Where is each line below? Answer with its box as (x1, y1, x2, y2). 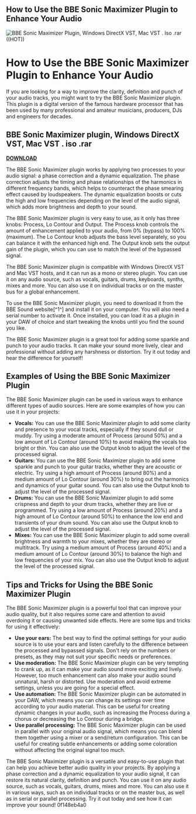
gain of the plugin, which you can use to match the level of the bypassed (6, 245, 181, 252)
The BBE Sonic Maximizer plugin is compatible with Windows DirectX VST (6, 263, 184, 270)
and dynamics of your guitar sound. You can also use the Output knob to (14, 482, 190, 489)
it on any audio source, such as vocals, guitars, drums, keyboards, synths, (6, 275, 185, 283)
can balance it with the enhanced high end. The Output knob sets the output (6, 240, 190, 247)
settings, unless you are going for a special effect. (14, 685, 136, 692)
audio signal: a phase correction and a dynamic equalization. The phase (6, 172, 180, 179)
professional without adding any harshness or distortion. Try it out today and (6, 348, 191, 355)
